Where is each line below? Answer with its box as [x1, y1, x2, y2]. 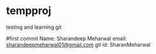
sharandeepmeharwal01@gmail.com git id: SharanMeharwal [6, 41, 151, 48]
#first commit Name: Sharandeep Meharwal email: [6, 35, 127, 42]
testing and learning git [6, 23, 62, 31]
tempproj [6, 4, 51, 18]
